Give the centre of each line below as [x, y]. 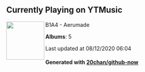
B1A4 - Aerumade [67, 24]
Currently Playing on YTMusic [64, 10]
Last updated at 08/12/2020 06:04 [88, 48]
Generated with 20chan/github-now [92, 62]
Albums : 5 [58, 37]
